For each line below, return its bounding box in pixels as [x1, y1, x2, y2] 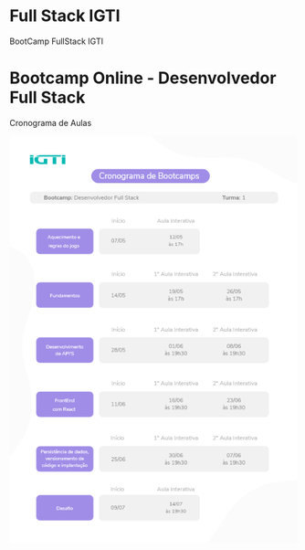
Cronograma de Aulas [9, 117, 92, 128]
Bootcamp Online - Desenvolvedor [9, 68, 277, 89]
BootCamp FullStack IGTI [9, 36, 103, 47]
